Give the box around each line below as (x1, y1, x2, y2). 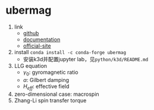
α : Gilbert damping (23, 76, 70, 83)
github (23, 29, 39, 36)
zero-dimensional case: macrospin (14, 90, 99, 98)
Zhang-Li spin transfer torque (14, 96, 87, 104)
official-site (23, 42, 51, 49)
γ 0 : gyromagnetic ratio (23, 68, 78, 77)
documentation (23, 36, 61, 43)
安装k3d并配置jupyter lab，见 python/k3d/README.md (23, 55, 149, 62)
